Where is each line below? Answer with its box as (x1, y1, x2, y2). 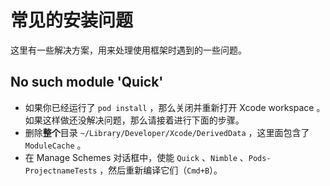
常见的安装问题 (10, 9, 134, 32)
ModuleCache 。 (24, 139, 87, 151)
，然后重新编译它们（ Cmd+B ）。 (99, 164, 223, 176)
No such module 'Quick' (10, 74, 164, 91)
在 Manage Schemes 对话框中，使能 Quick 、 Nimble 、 (24, 151, 249, 163)
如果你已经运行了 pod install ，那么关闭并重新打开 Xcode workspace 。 (24, 101, 326, 113)
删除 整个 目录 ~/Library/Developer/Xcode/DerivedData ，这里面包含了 (24, 126, 310, 138)
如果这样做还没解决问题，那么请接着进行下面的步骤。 (24, 114, 245, 126)
